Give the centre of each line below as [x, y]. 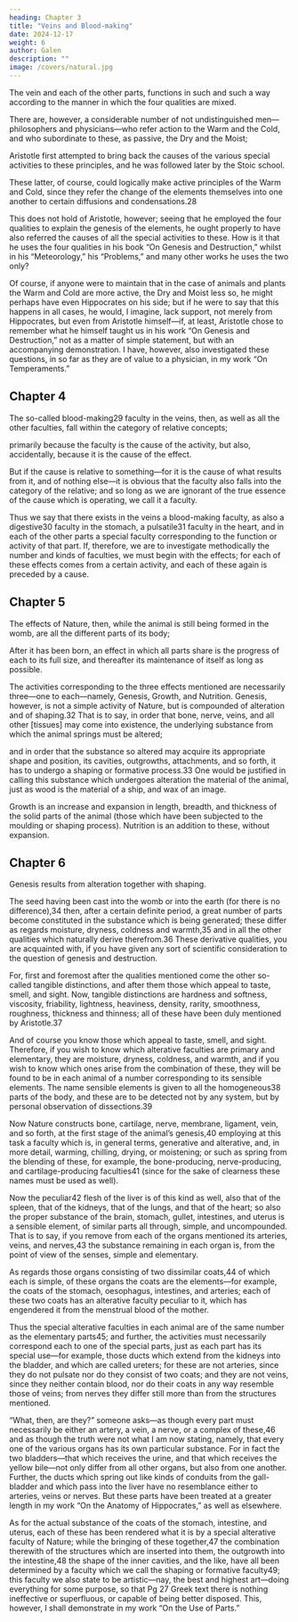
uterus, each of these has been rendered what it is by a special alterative [142, 1532]
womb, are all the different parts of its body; [90, 633]
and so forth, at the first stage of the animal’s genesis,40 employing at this [145, 1133]
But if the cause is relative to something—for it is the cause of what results [145, 471]
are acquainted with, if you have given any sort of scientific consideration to [148, 949]
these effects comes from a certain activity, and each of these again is [138, 564]
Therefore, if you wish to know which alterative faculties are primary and [142, 1050]
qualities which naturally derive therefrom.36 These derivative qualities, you [148, 939]
